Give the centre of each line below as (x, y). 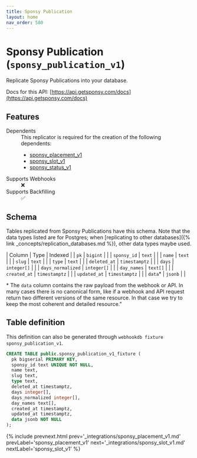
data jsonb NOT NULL (37, 420)
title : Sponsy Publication (39, 11)
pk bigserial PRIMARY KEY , (45, 359)
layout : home (22, 17)
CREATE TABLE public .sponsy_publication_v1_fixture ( (74, 354)
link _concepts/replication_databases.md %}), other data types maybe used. (99, 243)
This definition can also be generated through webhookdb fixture (85, 337)
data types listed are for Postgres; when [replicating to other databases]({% (98, 237)
